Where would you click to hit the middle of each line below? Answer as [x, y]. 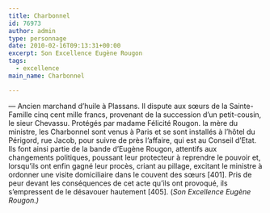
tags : [17, 61]
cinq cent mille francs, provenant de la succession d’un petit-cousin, [148, 115]
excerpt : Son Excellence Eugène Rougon [76, 53]
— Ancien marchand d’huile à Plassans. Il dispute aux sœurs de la [118, 106]
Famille [20, 115]
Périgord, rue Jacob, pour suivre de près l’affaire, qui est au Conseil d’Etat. [133, 140]
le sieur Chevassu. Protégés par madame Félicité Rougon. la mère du [123, 123]
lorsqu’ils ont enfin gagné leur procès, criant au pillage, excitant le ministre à [135, 165]
